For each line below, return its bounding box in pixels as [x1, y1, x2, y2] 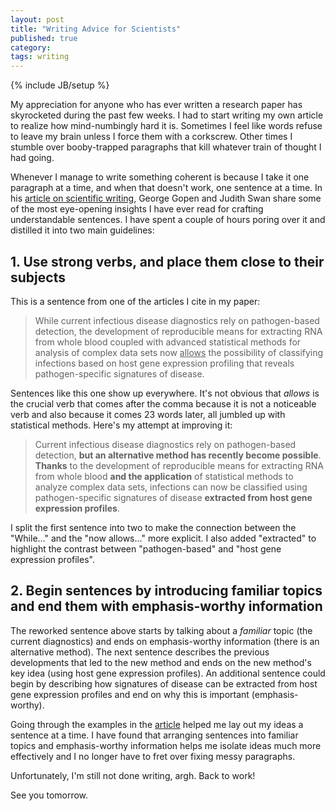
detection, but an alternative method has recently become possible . [34, 449, 322, 461]
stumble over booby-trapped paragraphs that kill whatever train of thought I [10, 141, 322, 153]
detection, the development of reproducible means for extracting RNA [34, 325, 323, 337]
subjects [10, 269, 66, 286]
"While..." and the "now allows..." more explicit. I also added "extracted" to [10, 532, 317, 544]
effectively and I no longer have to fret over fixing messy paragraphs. [10, 750, 296, 762]
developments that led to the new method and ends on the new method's [10, 656, 312, 668]
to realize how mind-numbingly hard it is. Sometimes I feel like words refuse [10, 120, 323, 132]
